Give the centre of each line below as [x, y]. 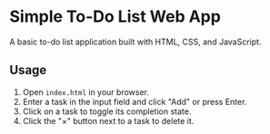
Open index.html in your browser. [86, 91]
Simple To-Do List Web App [115, 17]
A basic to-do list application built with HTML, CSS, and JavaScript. [135, 42]
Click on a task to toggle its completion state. [107, 111]
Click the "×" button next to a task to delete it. [108, 120]
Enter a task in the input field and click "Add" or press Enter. [135, 101]
